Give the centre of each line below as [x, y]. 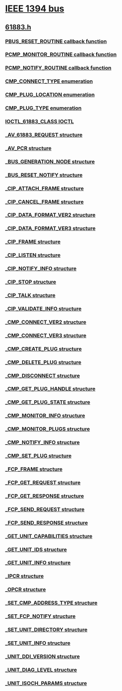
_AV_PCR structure [29, 148]
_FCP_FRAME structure [34, 469]
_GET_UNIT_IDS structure [36, 549]
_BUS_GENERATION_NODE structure [50, 162]
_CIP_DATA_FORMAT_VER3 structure [50, 228]
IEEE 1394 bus [35, 9]
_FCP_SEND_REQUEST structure [45, 509]
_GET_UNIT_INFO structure [38, 563]
